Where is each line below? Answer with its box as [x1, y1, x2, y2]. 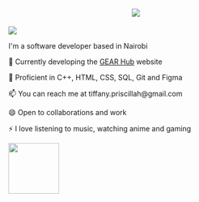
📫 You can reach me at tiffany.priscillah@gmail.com [8, 88, 183, 98]
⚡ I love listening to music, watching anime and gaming [8, 123, 192, 133]
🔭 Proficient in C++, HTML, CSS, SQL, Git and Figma [8, 72, 183, 82]
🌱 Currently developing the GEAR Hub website [8, 57, 163, 67]
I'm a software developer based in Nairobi [8, 41, 148, 50]
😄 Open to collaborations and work [8, 107, 127, 117]
